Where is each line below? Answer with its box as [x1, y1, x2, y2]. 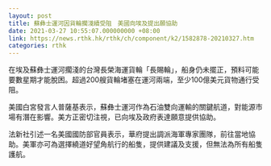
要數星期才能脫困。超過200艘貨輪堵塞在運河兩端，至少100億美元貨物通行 [8, 75, 252, 85]
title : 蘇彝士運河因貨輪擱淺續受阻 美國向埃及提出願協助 [8, 19, 178, 27]
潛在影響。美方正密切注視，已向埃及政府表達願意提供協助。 [22, 112, 220, 122]
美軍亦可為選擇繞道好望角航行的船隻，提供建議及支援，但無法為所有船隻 [22, 139, 263, 149]
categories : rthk [8, 42, 67, 50]
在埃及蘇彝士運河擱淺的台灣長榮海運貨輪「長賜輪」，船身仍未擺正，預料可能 [8, 65, 260, 75]
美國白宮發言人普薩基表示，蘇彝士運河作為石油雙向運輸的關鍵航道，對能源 [8, 102, 256, 112]
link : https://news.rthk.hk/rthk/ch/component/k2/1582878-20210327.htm [8, 34, 254, 43]
